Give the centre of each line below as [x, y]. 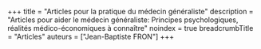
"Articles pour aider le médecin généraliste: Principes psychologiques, [123, 20]
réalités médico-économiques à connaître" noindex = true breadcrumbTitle [130, 28]
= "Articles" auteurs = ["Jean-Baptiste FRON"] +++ [91, 36]
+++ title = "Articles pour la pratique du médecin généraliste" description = [130, 11]
